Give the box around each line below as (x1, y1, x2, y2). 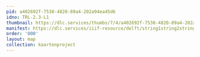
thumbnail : (6, 20, 33, 26)
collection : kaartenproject (6, 42, 76, 48)
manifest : (6, 25, 31, 31)
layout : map (6, 36, 36, 42)
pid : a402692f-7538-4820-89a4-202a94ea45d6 (6, 8, 116, 15)
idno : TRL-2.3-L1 (6, 14, 49, 20)
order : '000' (6, 31, 39, 37)
